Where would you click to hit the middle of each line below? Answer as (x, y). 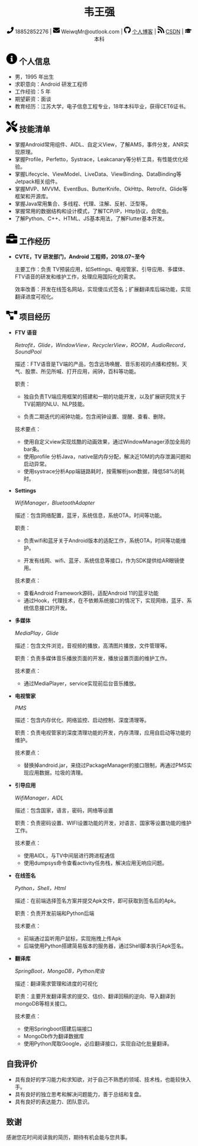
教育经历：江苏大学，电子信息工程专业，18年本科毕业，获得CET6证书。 (102, 107)
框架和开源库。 (33, 197)
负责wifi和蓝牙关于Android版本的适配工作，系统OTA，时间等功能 (102, 540)
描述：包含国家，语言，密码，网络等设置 (64, 810)
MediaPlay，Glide (37, 633)
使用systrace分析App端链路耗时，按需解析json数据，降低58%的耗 (104, 471)
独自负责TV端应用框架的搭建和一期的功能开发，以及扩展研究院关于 (105, 396)
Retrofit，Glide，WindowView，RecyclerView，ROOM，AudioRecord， (102, 345)
